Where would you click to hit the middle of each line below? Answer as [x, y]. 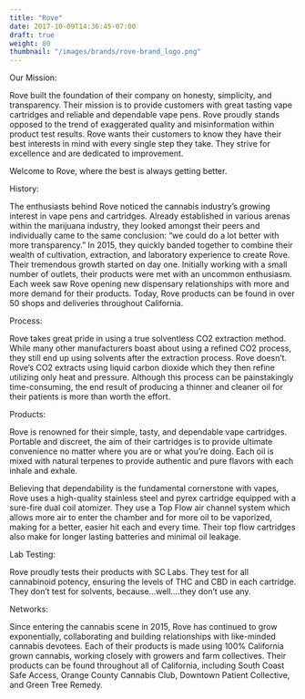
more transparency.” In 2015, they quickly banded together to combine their [151, 245]
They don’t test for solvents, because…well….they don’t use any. [131, 591]
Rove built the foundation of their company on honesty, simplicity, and [141, 96]
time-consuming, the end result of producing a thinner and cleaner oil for [147, 387]
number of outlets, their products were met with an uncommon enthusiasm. [151, 274]
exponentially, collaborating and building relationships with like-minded [142, 637]
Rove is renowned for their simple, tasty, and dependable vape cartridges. [148, 432]
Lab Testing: [33, 555]
